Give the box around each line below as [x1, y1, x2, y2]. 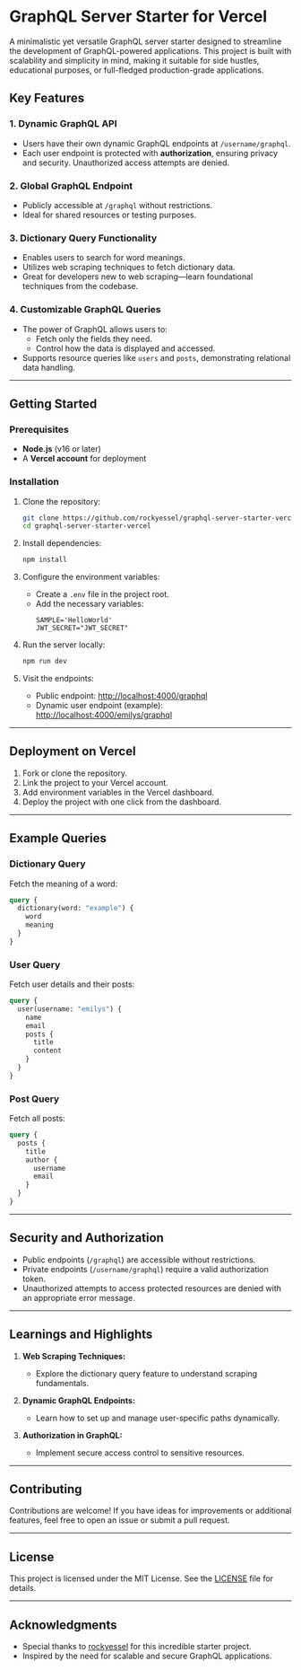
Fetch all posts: [9, 1113, 65, 1124]
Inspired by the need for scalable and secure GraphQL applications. [21, 1650, 272, 1662]
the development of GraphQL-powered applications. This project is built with [9, 45, 292, 56]
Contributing [9, 1481, 82, 1497]
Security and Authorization [9, 1230, 164, 1245]
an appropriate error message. [21, 1292, 136, 1303]
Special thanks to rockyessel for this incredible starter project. [21, 1641, 253, 1652]
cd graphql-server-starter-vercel [21, 522, 151, 531]
